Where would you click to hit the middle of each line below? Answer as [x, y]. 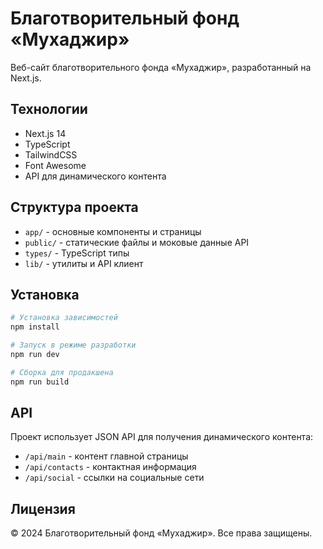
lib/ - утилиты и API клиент [84, 263]
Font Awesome [55, 165]
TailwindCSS [51, 154]
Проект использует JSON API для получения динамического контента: [162, 437]
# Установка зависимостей [64, 318]
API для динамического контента [95, 176]
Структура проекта [74, 207]
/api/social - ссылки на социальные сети [114, 478]
